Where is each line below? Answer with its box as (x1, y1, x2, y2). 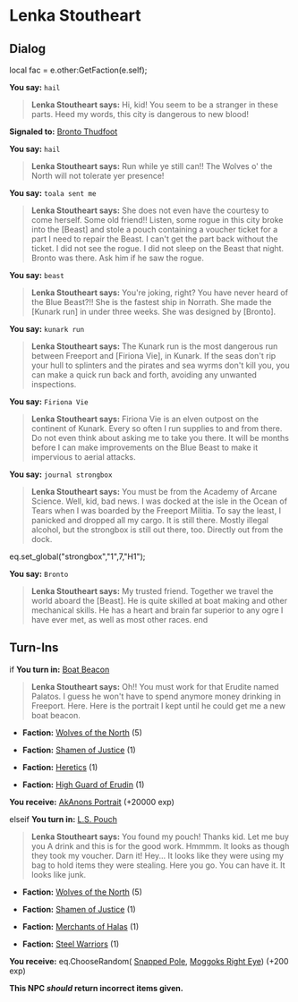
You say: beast (9, 270, 64, 280)
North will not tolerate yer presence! (30, 171, 165, 181)
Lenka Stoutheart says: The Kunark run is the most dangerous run (30, 341, 278, 352)
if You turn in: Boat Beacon (9, 664, 110, 675)
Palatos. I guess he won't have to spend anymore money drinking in (30, 691, 282, 701)
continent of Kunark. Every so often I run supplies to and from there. (30, 423, 283, 434)
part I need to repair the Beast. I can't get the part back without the (30, 234, 279, 244)
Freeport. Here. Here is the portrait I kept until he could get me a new (30, 700, 286, 711)
